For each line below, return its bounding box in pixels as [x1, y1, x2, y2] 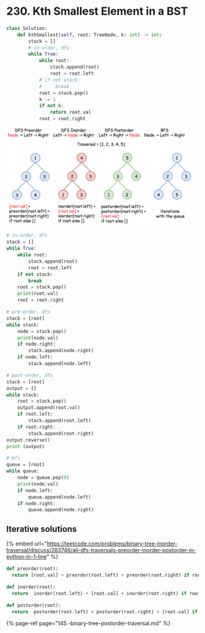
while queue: [6, 468, 40, 474]
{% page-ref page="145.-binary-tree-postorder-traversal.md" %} [6, 620, 171, 627]
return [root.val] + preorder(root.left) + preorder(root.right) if [12, 572, 190, 579]
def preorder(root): [6, 566, 59, 572]
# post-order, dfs [6, 372, 53, 378]
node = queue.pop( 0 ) [17, 474, 70, 481]
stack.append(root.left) [28, 418, 92, 424]
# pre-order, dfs [6, 309, 51, 315]
